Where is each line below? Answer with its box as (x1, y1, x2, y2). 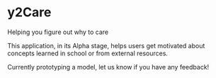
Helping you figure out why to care (7, 28, 108, 36)
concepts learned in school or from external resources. (7, 49, 169, 57)
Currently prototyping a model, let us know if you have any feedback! (7, 62, 210, 71)
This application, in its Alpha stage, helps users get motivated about (7, 41, 205, 50)
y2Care (7, 4, 52, 21)
